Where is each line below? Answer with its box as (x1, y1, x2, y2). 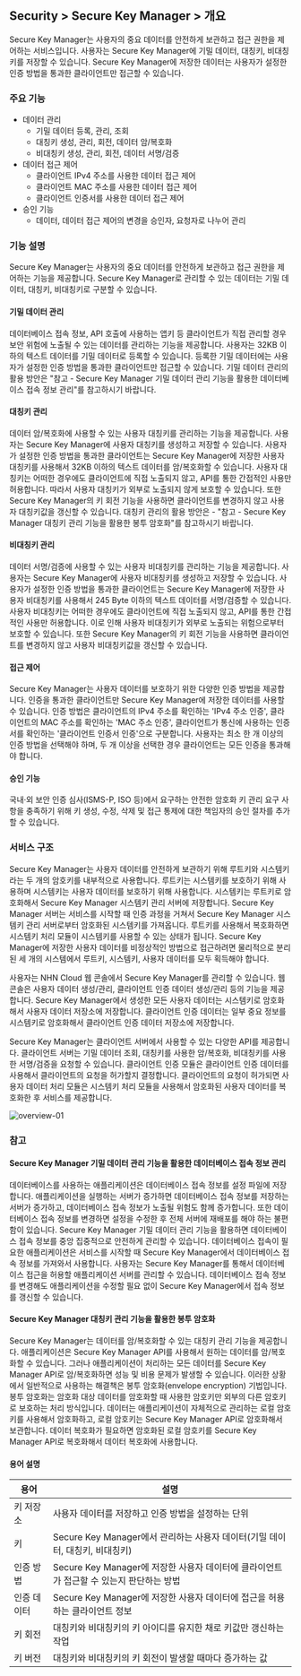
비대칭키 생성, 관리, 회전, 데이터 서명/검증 (35, 148, 180, 159)
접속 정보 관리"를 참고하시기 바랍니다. (25, 384, 157, 394)
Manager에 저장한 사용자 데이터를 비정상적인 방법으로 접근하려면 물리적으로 (9, 942, 275, 953)
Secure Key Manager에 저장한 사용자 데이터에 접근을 (52, 1592, 266, 1604)
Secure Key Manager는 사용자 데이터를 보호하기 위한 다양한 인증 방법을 (9, 684, 262, 695)
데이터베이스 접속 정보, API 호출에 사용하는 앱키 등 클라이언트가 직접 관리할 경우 (9, 328, 287, 339)
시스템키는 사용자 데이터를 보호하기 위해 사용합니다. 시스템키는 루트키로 (32, 886, 282, 896)
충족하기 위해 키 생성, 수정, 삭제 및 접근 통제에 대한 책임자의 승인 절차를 (25, 806, 274, 816)
